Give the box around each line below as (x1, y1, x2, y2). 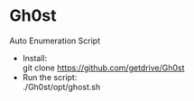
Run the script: (22, 71, 78, 82)
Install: (22, 52, 48, 63)
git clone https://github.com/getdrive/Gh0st (22, 62, 185, 73)
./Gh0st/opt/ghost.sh (22, 81, 101, 92)
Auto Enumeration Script (9, 35, 101, 46)
